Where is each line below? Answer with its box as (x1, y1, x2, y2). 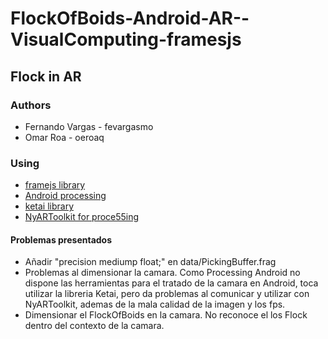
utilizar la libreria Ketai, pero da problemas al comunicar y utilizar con (24, 288, 310, 300)
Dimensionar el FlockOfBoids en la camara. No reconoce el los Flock (24, 309, 308, 321)
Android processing (24, 190, 107, 202)
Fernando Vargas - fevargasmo (24, 120, 154, 132)
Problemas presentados (10, 233, 113, 246)
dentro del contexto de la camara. (24, 320, 165, 332)
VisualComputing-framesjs (10, 28, 242, 51)
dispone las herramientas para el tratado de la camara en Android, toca (24, 277, 319, 289)
